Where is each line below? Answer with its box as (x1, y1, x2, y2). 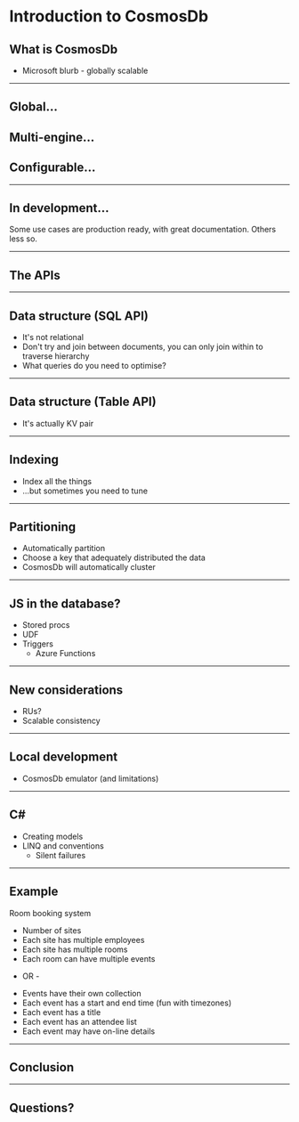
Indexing (9, 452, 60, 467)
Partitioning (9, 519, 77, 535)
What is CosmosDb (9, 42, 118, 57)
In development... (9, 200, 109, 215)
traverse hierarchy (21, 351, 90, 362)
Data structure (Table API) (9, 394, 158, 410)
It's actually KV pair (21, 418, 94, 428)
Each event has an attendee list (21, 1016, 138, 1027)
